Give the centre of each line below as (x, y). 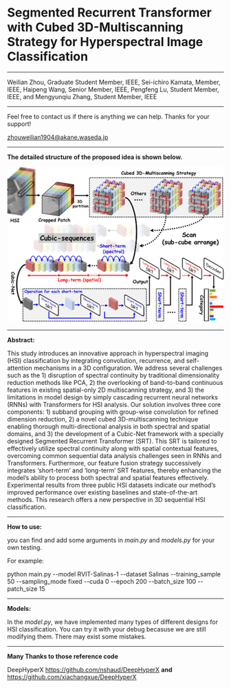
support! (19, 124)
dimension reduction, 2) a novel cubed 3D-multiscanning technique (103, 419)
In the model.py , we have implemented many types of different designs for (113, 622)
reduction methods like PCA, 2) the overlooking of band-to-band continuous (115, 382)
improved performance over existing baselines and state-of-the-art (102, 492)
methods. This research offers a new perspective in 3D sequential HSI (106, 499)
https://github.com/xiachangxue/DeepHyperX (72, 677)
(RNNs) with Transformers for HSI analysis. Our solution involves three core (114, 404)
